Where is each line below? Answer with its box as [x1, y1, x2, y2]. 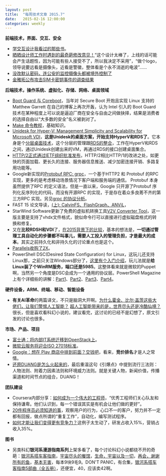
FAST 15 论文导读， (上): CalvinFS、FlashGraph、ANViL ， [12, 202, 129, 208]
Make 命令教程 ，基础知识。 [12, 122, 68, 129]
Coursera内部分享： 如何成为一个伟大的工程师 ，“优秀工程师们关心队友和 [12, 395, 159, 401]
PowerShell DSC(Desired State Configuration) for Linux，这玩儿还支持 [12, 251, 155, 257]
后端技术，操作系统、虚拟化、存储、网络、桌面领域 [5, 87, 109, 93]
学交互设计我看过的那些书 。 [12, 46, 69, 52]
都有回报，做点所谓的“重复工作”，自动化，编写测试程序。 [12, 414, 129, 420]
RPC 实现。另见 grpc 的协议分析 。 [21, 196, 90, 202]
